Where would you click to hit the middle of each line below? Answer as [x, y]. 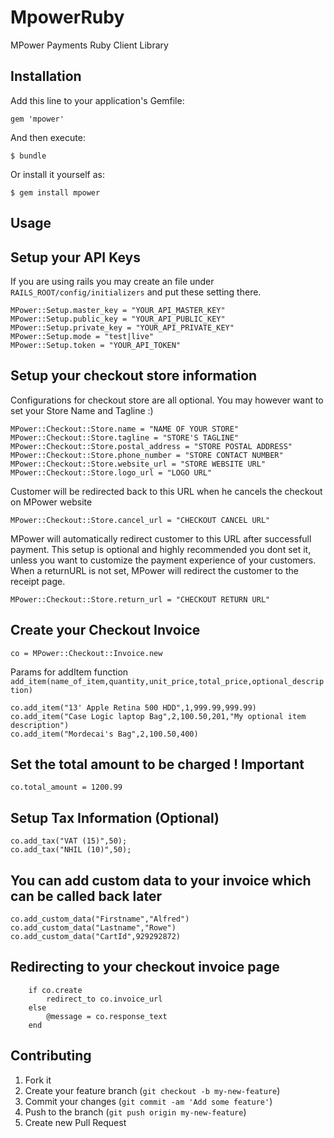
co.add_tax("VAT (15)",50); [69, 841]
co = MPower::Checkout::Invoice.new [86, 653]
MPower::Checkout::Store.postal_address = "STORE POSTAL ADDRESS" [151, 446]
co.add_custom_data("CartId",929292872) [96, 937]
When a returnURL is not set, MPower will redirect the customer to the [154, 570]
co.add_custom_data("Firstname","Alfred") [100, 919]
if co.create [55, 990]
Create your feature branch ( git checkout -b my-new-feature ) [152, 1090]
